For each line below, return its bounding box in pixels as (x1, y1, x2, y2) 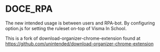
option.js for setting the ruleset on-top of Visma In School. (5, 25, 127, 31)
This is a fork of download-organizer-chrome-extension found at (5, 35, 141, 41)
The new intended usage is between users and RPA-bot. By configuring (5, 20, 155, 26)
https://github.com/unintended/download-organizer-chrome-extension (5, 40, 154, 46)
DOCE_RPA (5, 3, 53, 15)
